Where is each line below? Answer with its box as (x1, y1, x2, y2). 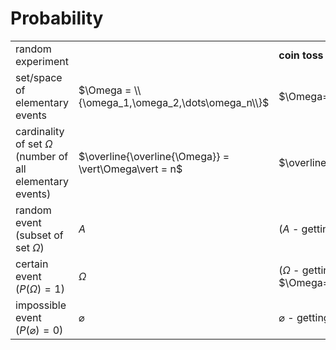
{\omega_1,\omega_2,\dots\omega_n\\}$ (78, 95, 270, 109)
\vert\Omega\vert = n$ (78, 162, 183, 176)
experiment (15, 54, 69, 68)
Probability (10, 7, 104, 30)
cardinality (15, 124, 65, 138)
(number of (15, 149, 69, 163)
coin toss (278, 48, 324, 62)
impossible (15, 298, 67, 312)
